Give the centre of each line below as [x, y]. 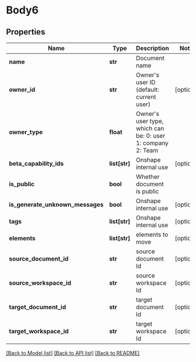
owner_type [26, 132]
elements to [152, 235]
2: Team [147, 150]
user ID [146, 82]
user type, [150, 121]
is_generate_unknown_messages [56, 204]
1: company [153, 143]
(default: [148, 90]
